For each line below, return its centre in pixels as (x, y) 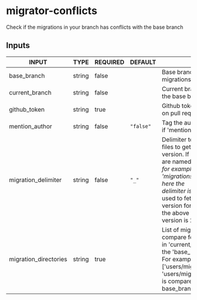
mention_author (31, 126)
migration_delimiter (35, 180)
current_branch (30, 92)
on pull (171, 113)
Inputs (18, 45)
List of (171, 230)
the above (176, 213)
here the (173, 183)
